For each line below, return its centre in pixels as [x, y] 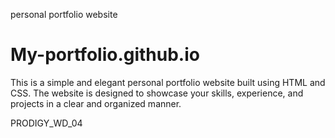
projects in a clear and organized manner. [96, 103]
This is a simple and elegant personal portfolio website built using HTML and [168, 82]
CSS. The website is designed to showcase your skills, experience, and [157, 93]
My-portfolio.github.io [105, 55]
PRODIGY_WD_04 [46, 123]
